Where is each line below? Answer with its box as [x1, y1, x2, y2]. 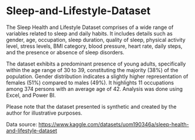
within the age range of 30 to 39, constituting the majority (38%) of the [6, 66, 179, 73]
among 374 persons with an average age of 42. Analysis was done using [6, 85, 183, 92]
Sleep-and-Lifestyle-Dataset [6, 4, 151, 18]
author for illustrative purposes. [6, 109, 82, 116]
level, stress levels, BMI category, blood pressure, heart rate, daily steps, [6, 43, 183, 50]
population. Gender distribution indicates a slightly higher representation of [6, 73, 189, 80]
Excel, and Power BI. [6, 92, 56, 99]
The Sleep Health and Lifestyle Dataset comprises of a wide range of [6, 24, 174, 31]
